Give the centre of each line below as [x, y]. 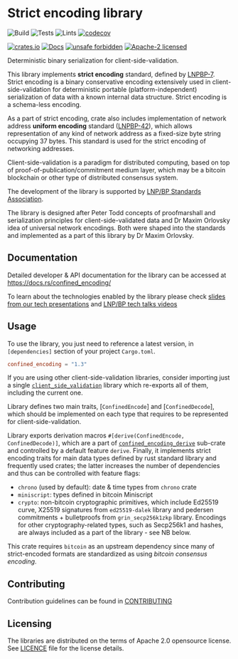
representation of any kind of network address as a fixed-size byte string [114, 133]
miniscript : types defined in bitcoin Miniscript [85, 495]
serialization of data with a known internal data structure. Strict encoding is [117, 97]
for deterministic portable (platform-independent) [125, 89]
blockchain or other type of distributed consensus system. [93, 177]
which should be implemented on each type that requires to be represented [118, 414]
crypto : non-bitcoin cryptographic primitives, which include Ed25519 [118, 502]
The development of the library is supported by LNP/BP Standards [104, 191]
